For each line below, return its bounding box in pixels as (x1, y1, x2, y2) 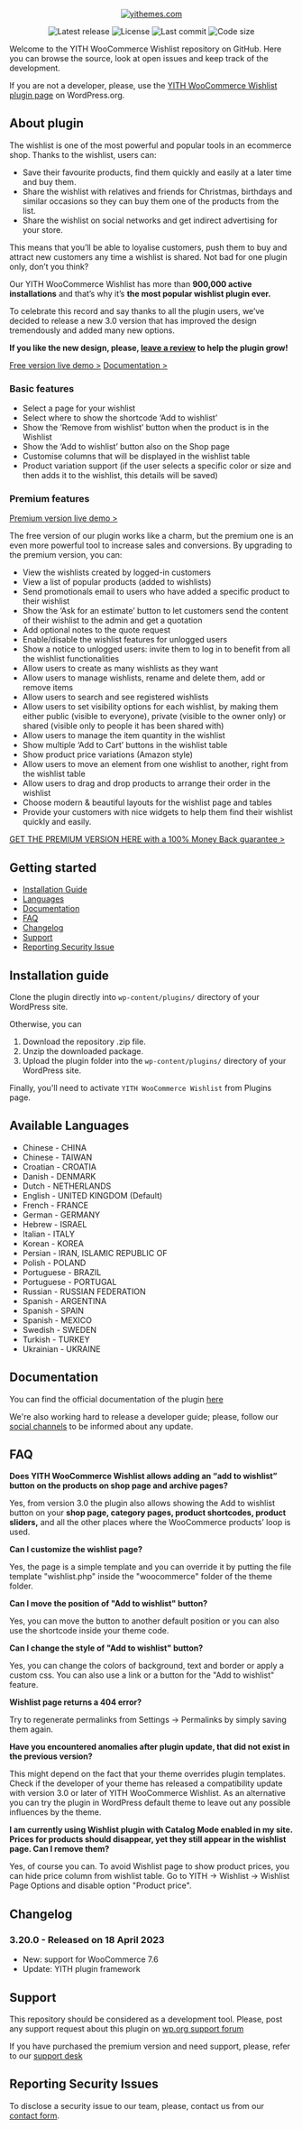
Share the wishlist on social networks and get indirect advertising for (22, 215, 278, 226)
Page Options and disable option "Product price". (9, 1880, 192, 1891)
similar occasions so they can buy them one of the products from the (22, 195, 279, 207)
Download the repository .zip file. (22, 1036, 146, 1047)
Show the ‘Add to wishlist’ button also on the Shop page (22, 441, 230, 452)
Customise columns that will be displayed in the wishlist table (22, 451, 251, 462)
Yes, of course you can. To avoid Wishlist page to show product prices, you (9, 1861, 290, 1872)
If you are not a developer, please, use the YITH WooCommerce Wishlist (9, 80, 278, 90)
